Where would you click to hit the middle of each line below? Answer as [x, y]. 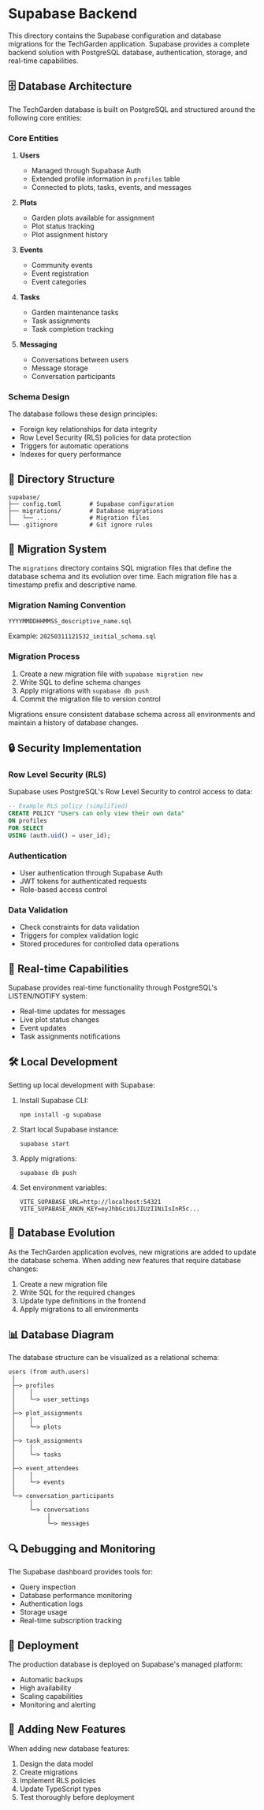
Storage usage [43, 1612]
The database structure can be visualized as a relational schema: [113, 1358]
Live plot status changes [59, 1020]
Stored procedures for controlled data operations [99, 944]
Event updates [43, 1028]
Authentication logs [51, 1604]
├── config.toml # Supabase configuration [91, 504]
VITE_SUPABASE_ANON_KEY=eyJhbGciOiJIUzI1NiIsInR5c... [110, 1209]
